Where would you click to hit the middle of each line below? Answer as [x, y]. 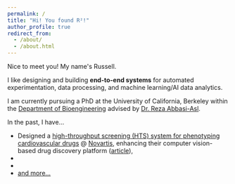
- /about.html [34, 46]
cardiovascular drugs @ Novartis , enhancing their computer [104, 143]
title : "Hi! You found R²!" [49, 20]
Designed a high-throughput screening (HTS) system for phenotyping [119, 136]
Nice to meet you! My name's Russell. [62, 66]
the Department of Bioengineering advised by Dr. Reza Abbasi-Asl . [104, 109]
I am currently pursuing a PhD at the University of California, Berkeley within [118, 101]
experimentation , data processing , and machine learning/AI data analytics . [115, 87]
